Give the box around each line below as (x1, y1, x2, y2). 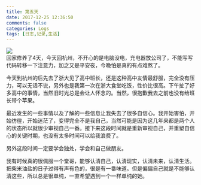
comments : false (6, 20, 47, 26)
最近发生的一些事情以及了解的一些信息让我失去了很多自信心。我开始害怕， (6, 110, 190, 117)
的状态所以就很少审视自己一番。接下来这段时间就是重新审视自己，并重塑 (6, 125, 184, 132)
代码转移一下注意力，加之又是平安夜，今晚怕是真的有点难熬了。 (6, 62, 163, 69)
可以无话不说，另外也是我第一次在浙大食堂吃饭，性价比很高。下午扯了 (16, 82, 190, 89)
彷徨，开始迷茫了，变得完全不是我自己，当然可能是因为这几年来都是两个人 (11, 117, 195, 125)
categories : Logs (6, 25, 50, 32)
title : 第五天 (6, 8, 39, 15)
